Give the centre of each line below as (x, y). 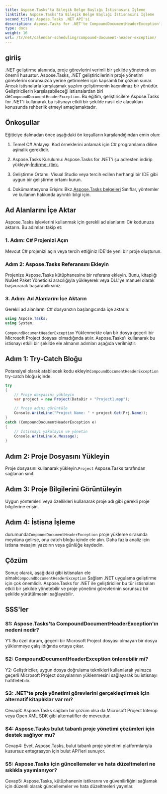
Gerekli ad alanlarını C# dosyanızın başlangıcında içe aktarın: (67, 309)
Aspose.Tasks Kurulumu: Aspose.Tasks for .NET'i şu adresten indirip (82, 159)
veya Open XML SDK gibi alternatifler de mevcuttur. (58, 716)
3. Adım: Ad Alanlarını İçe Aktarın (46, 298)
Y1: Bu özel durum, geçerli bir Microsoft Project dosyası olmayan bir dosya (81, 641)
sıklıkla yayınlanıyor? (31, 770)
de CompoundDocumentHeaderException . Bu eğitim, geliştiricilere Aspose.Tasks (82, 96)
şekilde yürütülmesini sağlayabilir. (40, 594)
